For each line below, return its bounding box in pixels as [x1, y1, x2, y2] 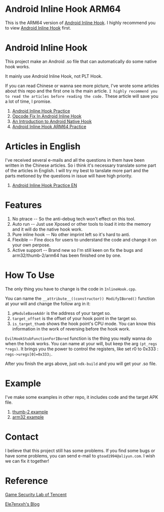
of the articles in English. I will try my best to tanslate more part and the [5, 167, 149, 173]
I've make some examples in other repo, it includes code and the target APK [5, 394, 158, 400]
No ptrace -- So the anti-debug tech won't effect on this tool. [12, 215, 136, 222]
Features [5, 200, 42, 211]
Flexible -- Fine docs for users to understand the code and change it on [12, 237, 157, 242]
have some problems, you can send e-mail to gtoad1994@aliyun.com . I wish [5, 452, 155, 458]
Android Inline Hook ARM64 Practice [12, 123, 87, 129]
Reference [5, 475, 48, 486]
